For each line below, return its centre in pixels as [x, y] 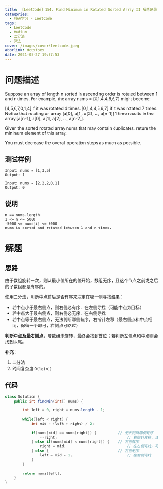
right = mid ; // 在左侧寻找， [97, 446]
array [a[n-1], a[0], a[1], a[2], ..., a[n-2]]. [45, 119]
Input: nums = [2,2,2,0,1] [32, 183]
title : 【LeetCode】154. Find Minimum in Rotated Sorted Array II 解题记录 [81, 9]
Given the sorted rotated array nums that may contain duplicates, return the [81, 128]
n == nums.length [23, 215]
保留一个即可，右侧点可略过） [50, 325]
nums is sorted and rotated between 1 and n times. [58, 228]
